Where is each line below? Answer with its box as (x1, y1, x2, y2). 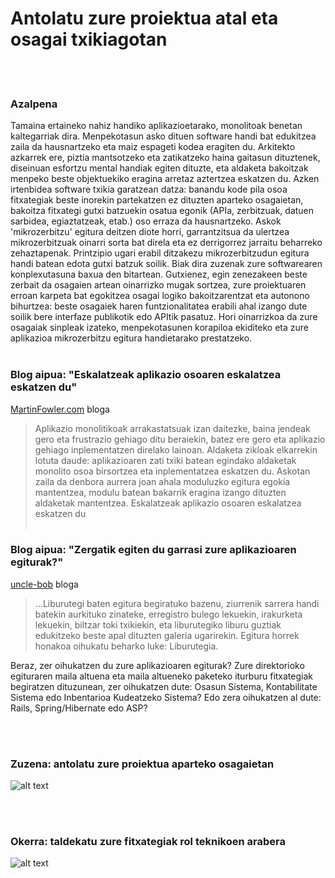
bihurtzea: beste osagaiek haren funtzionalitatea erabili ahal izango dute (10, 300, 308, 312)
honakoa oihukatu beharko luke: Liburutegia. (34, 640, 219, 652)
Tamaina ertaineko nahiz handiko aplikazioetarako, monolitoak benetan (10, 120, 303, 132)
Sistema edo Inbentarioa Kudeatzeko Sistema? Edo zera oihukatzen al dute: (10, 691, 322, 703)
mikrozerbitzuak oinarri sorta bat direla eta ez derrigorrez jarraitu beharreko (10, 237, 323, 249)
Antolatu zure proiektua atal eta (10, 7, 279, 30)
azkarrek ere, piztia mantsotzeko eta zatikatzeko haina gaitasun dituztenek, (10, 152, 321, 164)
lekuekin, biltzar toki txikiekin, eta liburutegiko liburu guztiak (34, 618, 282, 631)
